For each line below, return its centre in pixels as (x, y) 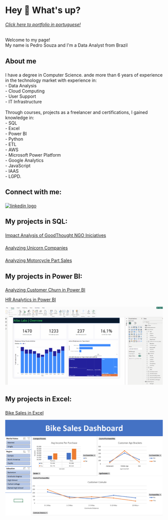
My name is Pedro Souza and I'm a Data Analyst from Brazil (66, 45)
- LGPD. (13, 176)
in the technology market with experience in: (51, 80)
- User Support (21, 96)
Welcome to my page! (28, 40)
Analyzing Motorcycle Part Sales (39, 261)
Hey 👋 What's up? (43, 10)
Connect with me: (33, 192)
